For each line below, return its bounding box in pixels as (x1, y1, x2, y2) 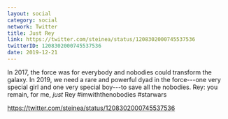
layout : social (7, 10, 52, 17)
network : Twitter (7, 23, 58, 30)
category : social (7, 17, 58, 24)
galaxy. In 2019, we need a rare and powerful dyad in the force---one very (7, 75, 222, 84)
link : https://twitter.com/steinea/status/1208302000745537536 (7, 36, 196, 43)
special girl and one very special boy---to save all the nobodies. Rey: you (7, 83, 218, 91)
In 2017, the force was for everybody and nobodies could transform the (7, 68, 212, 77)
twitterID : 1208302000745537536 (7, 42, 101, 49)
